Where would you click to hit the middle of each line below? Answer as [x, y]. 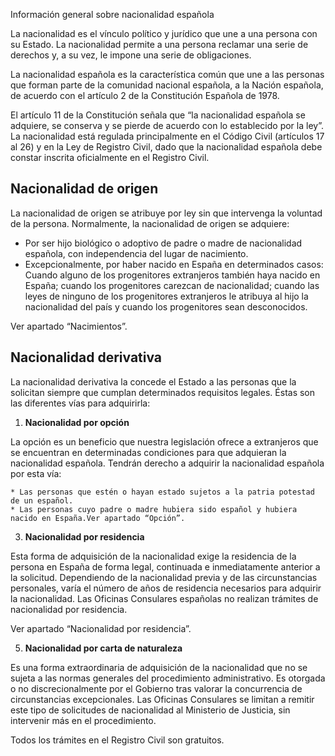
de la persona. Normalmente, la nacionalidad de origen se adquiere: [150, 223]
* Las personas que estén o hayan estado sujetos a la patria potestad [162, 492]
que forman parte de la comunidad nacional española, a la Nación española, [167, 85]
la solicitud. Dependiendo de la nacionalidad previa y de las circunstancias [164, 577]
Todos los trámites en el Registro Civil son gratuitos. [117, 740]
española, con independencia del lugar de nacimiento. [136, 253]
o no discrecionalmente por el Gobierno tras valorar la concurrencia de [156, 688]
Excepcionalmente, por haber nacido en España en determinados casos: [174, 264]
